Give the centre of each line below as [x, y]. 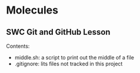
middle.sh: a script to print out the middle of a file [74, 57]
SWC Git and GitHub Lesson [58, 32]
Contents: [18, 46]
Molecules [32, 10]
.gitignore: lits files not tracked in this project [69, 64]
